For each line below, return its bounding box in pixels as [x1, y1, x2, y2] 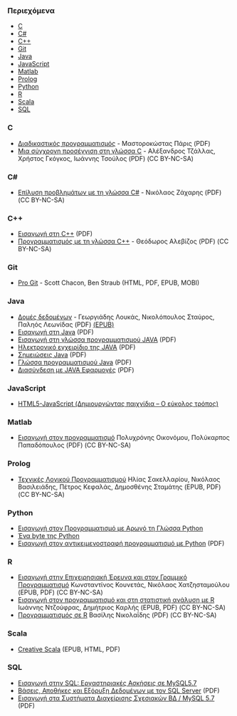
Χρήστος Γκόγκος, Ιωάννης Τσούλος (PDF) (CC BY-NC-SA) [17, 154, 194, 162]
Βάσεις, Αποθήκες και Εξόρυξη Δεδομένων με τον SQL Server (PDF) [17, 686, 220, 695]
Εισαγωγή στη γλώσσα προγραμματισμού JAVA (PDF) [17, 335, 177, 344]
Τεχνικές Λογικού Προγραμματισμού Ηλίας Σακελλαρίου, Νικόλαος [17, 475, 221, 483]
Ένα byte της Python [17, 531, 80, 539]
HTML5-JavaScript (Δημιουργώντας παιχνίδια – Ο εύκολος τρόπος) [17, 399, 219, 408]
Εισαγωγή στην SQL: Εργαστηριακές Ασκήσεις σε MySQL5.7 [17, 678, 197, 687]
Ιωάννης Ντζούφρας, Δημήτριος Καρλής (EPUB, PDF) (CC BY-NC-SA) [17, 604, 226, 612]
